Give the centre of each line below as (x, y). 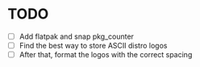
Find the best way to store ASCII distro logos (93, 46)
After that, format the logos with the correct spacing (106, 55)
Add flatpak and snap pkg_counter (77, 36)
